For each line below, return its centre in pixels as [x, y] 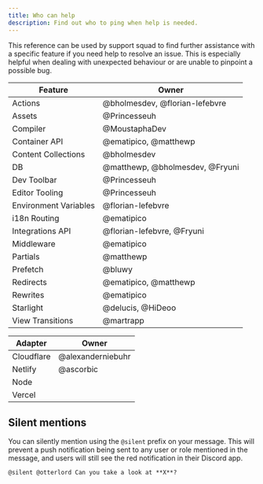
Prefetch [28, 269]
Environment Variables [54, 205]
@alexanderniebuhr [95, 357]
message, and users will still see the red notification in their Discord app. [126, 458]
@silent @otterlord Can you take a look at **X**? [93, 473]
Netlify [24, 369]
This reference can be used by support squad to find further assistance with [131, 45]
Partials [26, 257]
